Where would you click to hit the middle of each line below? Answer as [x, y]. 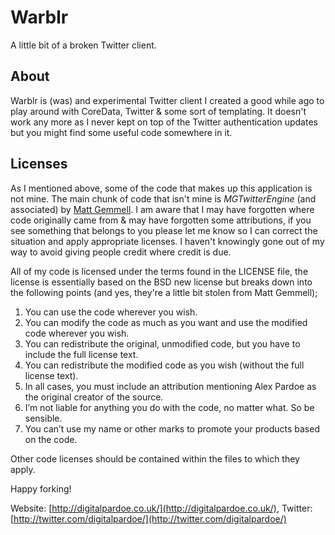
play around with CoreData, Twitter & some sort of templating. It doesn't [158, 111]
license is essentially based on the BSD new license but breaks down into [161, 282]
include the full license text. [81, 354]
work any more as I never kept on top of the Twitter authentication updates [164, 122]
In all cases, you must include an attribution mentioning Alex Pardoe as [170, 386]
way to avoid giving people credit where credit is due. [121, 252]
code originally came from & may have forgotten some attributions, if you [161, 220]
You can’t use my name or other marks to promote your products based [172, 428]
